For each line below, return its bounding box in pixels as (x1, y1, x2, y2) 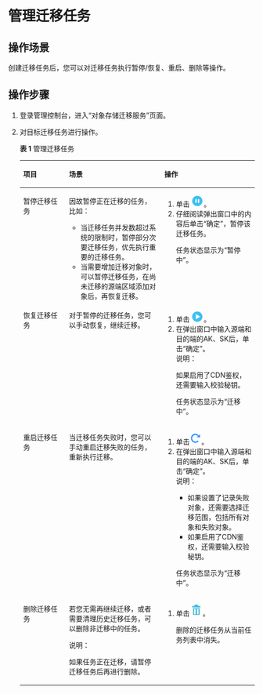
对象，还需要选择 (187, 503, 243, 512)
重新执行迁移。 (69, 452, 117, 462)
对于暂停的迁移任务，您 (69, 311, 145, 320)
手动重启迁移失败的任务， (69, 442, 152, 452)
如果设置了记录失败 (187, 493, 250, 503)
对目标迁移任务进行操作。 (19, 127, 103, 136)
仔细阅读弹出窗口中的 (175, 209, 245, 218)
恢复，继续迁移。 (89, 320, 145, 329)
